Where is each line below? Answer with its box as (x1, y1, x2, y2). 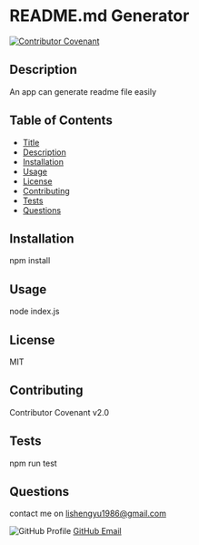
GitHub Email (73, 526, 122, 537)
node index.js (9, 306, 60, 317)
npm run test (9, 458, 57, 468)
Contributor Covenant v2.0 (9, 406, 110, 417)
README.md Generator (9, 5, 190, 26)
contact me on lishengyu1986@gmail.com (9, 508, 166, 519)
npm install (9, 255, 51, 266)
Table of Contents (9, 113, 114, 129)
